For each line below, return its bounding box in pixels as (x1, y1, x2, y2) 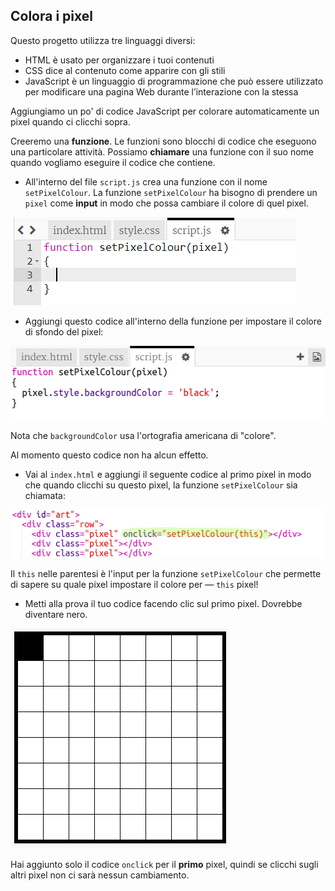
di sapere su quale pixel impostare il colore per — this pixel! (10, 579, 259, 591)
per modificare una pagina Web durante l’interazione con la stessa (24, 85, 299, 98)
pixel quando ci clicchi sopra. (10, 115, 131, 128)
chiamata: (24, 490, 66, 502)
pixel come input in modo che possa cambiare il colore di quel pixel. (24, 197, 309, 209)
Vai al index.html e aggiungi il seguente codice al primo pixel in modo (24, 469, 312, 481)
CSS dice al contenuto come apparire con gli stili (24, 64, 226, 76)
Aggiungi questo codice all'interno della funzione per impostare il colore (24, 315, 322, 327)
